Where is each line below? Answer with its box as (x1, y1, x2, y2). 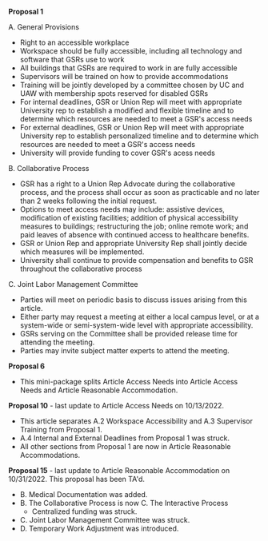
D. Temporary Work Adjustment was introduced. (19, 523, 179, 533)
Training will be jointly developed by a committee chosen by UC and (19, 80, 245, 90)
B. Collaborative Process (8, 164, 90, 173)
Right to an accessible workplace (19, 38, 130, 47)
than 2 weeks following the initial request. (19, 196, 158, 205)
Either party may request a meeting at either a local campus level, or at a (19, 312, 260, 321)
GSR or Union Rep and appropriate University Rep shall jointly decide (19, 239, 248, 248)
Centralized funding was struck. (31, 507, 138, 516)
